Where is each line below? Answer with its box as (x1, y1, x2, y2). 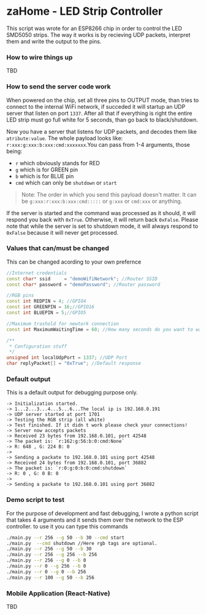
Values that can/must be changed (6, 244, 109, 253)
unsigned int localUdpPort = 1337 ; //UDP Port (6, 355, 128, 361)
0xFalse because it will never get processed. (6, 229, 119, 236)
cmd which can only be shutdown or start (15, 179, 117, 186)
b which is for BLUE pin (15, 172, 74, 179)
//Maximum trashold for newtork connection (6, 321, 120, 327)
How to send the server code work (6, 82, 111, 91)
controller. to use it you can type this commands (6, 522, 128, 530)
